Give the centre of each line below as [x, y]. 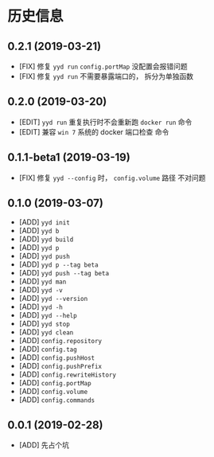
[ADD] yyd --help [48, 315]
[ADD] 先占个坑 [44, 445]
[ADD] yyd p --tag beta [58, 264]
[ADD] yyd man [43, 281]
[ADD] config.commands [57, 400]
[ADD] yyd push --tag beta [64, 273]
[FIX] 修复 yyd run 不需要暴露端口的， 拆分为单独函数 [106, 76]
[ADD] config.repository [60, 341]
